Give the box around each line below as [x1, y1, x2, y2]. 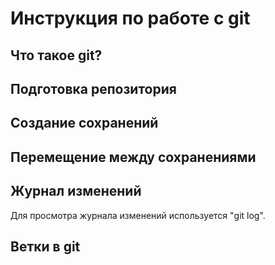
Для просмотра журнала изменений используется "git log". [10, 209, 266, 221]
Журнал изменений [10, 183, 142, 200]
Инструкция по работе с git [10, 7, 251, 30]
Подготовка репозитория [10, 80, 177, 97]
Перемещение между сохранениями [10, 148, 257, 166]
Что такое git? [10, 47, 103, 64]
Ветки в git [10, 238, 81, 255]
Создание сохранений [10, 115, 159, 132]
